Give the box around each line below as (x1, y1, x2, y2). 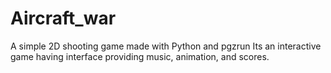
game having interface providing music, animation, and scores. (10, 50, 270, 62)
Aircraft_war (10, 7, 117, 30)
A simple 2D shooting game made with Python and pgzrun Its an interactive (10, 40, 322, 52)
